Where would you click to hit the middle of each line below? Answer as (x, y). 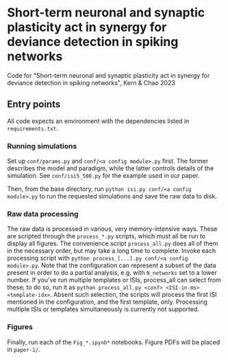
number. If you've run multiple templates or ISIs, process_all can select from (114, 280)
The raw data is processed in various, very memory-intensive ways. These (112, 229)
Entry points (34, 104)
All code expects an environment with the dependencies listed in (98, 121)
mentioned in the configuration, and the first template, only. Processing (107, 302)
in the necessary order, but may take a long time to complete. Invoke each (112, 251)
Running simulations (42, 146)
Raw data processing (43, 214)
